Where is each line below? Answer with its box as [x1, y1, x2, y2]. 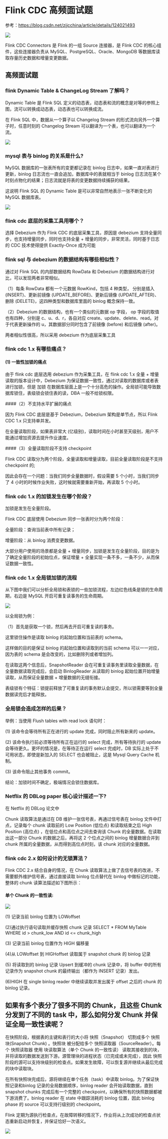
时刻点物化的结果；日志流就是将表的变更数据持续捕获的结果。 [5, 177, 132, 183]
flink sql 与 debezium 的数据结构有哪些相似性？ [5, 256, 120, 263]
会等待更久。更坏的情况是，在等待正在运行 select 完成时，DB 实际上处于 [5, 745, 154, 751]
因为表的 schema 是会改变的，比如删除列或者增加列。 [5, 651, 116, 657]
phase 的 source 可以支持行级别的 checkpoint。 [5, 1101, 104, 1107]
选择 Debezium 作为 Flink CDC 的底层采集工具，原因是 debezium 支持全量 [5, 230, 157, 236]
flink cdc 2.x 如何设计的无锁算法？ [5, 855, 88, 862]
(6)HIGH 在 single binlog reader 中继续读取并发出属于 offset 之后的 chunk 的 [5, 979, 162, 985]
